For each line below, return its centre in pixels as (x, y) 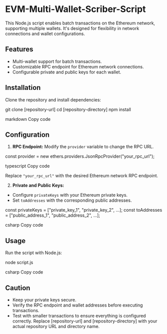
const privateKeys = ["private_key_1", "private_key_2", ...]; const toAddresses (84, 210)
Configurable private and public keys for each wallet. (67, 72)
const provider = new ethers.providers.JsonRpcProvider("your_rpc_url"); (80, 156)
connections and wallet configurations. (45, 33)
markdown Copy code (28, 119)
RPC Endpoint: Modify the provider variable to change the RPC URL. (83, 147)
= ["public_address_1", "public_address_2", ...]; (53, 215)
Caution (18, 288)
